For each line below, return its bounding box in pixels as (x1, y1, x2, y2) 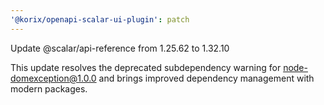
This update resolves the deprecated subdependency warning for (10, 61, 282, 73)
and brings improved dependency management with (98, 72, 315, 84)
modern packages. (10, 82, 88, 95)
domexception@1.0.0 (10, 72, 97, 84)
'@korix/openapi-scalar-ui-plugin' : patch (10, 14, 190, 25)
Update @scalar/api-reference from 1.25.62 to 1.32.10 (10, 42, 230, 54)
